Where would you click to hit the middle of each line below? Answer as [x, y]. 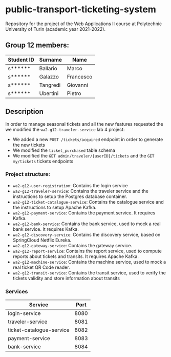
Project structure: [28, 174]
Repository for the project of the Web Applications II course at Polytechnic [84, 24]
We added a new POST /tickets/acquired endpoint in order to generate [88, 139]
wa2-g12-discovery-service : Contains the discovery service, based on [87, 234]
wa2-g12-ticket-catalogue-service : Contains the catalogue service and [88, 202]
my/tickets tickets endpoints [43, 161]
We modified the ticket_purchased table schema [64, 150]
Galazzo [49, 76]
